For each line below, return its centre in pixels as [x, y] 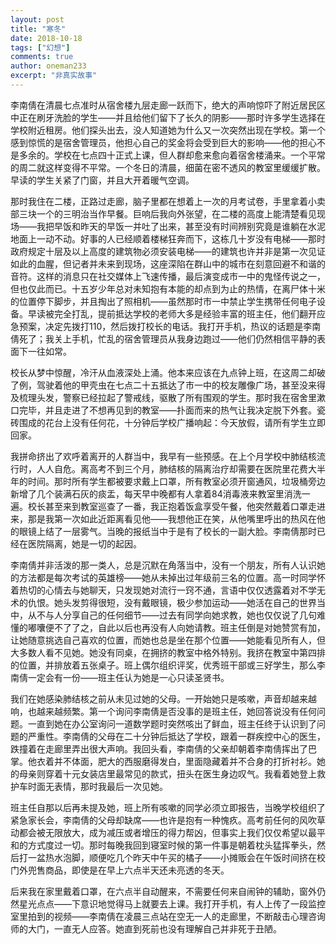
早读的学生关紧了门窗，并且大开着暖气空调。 [102, 180]
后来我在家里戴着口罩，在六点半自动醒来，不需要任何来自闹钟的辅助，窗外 [163, 891]
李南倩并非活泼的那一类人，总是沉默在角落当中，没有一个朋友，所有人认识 [163, 565]
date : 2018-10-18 [46, 38]
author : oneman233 [48, 66]
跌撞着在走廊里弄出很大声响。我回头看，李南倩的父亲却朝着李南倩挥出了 [159, 748]
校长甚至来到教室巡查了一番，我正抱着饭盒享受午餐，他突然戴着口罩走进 [176, 506]
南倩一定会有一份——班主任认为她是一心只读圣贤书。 [120, 677]
